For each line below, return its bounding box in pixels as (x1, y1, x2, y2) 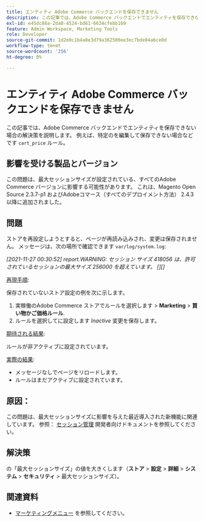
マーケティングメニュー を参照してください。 (15, 509, 128, 517)
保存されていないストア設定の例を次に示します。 (6, 289, 129, 296)
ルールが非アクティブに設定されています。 (6, 343, 112, 350)
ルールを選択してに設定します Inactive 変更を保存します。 (15, 317, 160, 325)
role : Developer (6, 32, 47, 38)
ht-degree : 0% (6, 54, 42, 60)
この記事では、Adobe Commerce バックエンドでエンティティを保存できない (6, 124, 197, 131)
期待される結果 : (6, 330, 46, 337)
